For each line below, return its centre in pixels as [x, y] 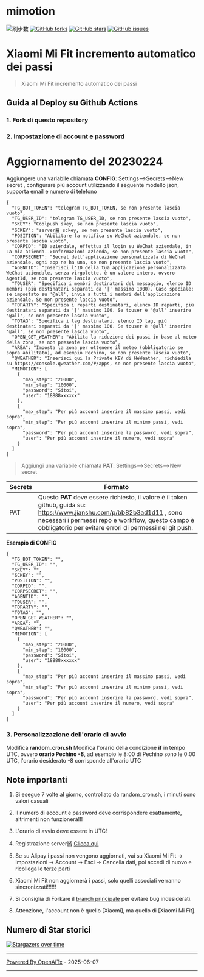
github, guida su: [62, 505]
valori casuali [32, 801]
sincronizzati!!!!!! [36, 887]
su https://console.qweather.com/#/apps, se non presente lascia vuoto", [102, 364]
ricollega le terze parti [42, 869]
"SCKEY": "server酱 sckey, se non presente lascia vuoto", [87, 231]
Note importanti [37, 780]
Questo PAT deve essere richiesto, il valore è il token [113, 498]
